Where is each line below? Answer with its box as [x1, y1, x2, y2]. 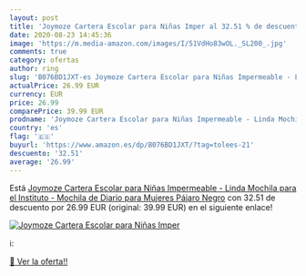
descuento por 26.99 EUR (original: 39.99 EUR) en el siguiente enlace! [9, 201, 273, 212]
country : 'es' [9, 124, 64, 133]
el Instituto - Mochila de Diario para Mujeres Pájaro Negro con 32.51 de [9, 192, 276, 203]
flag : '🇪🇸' [9, 132, 55, 141]
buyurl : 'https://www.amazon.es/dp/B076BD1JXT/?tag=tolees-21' [9, 140, 255, 149]
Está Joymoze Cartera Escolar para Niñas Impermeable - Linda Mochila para [9, 182, 297, 193]
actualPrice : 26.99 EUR [9, 81, 100, 90]
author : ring [9, 65, 59, 74]
